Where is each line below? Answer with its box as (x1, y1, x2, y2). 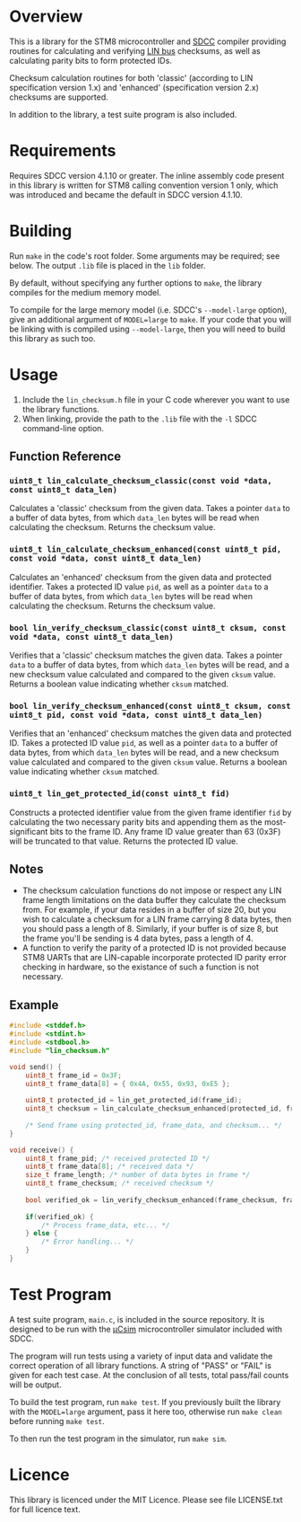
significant (9, 826, 48, 836)
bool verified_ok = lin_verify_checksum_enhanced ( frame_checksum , (25, 1195, 279, 1205)
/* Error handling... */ (41, 1237, 134, 1246)
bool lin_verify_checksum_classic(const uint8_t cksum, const (9, 623, 287, 633)
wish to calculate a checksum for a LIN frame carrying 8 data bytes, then (21, 914, 292, 925)
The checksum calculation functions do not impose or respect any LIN (21, 885, 282, 896)
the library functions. (21, 403, 100, 414)
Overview (9, 6, 83, 27)
